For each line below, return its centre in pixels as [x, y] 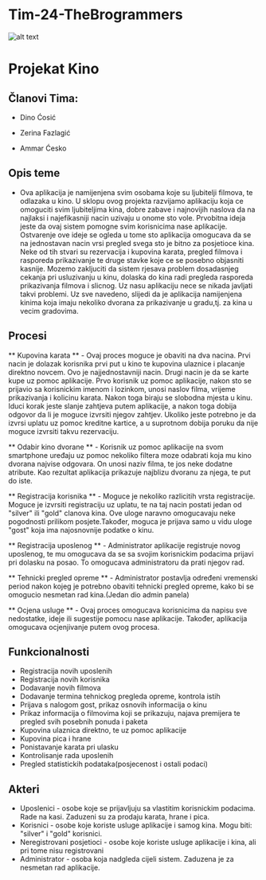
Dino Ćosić [38, 117]
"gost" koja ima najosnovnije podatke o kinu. [81, 530]
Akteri [24, 789]
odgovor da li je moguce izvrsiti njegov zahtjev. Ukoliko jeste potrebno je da [132, 414]
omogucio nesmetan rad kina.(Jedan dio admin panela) [99, 594]
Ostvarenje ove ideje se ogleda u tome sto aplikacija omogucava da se [135, 235]
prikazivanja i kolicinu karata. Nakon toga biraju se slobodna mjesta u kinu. [131, 397]
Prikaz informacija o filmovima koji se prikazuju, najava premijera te [130, 714]
